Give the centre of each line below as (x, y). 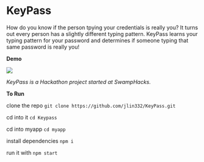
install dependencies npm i (40, 141)
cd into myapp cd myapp (36, 129)
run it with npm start (32, 152)
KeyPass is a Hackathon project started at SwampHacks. (79, 82)
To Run (15, 93)
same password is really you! (43, 47)
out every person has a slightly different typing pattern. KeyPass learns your (102, 33)
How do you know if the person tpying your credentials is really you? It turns (102, 27)
